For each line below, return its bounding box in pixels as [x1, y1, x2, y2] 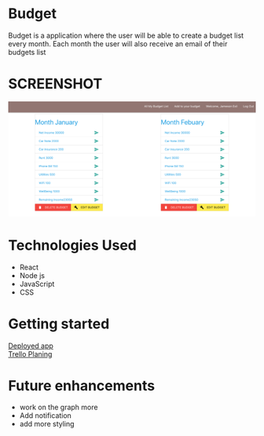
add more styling [19, 420, 75, 429]
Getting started [8, 315, 110, 332]
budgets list [8, 47, 46, 57]
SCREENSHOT [8, 75, 103, 93]
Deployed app [8, 341, 53, 350]
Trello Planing [8, 349, 53, 358]
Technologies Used [8, 236, 137, 254]
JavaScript [19, 279, 55, 288]
